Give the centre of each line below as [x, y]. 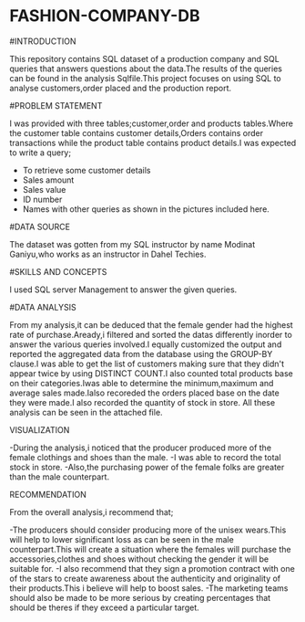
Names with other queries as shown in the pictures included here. [146, 209]
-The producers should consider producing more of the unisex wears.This [148, 530]
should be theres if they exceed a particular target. [105, 607]
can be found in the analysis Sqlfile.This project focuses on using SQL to [145, 78]
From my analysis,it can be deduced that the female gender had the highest [151, 324]
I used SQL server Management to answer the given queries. [123, 290]
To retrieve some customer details [86, 170]
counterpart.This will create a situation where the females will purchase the [150, 549]
